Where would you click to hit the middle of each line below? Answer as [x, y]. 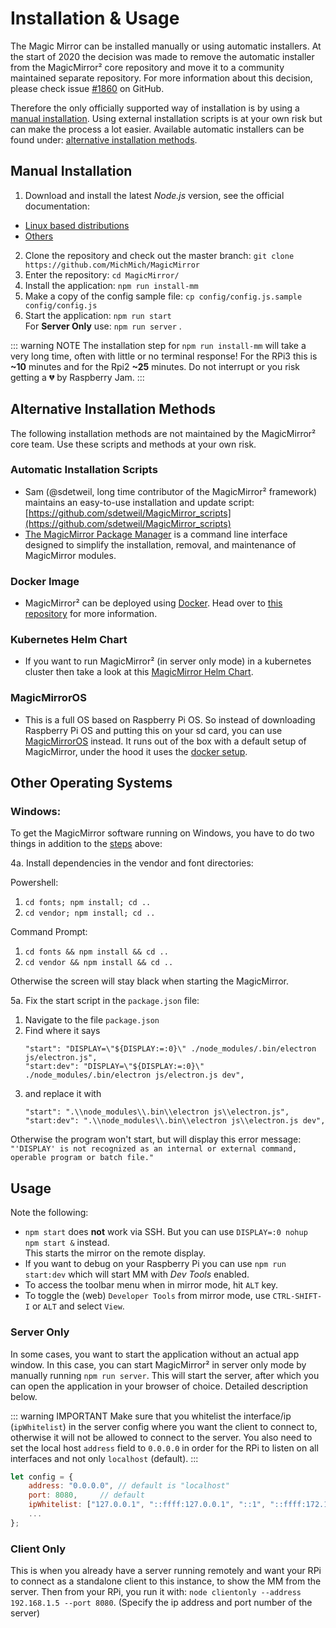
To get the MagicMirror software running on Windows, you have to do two [162, 833]
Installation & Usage [95, 18]
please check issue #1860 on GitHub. [87, 88]
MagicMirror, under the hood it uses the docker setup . [136, 751]
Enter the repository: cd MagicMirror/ [102, 274]
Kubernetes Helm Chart [69, 640]
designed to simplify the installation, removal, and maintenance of [160, 544]
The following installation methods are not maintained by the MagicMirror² [163, 433]
